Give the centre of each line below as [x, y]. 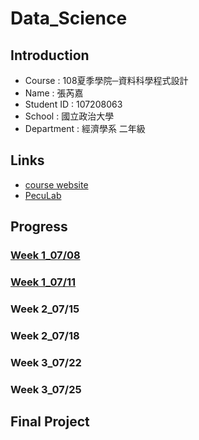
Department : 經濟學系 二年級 [85, 128]
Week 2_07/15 [45, 309]
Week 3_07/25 [46, 389]
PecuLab [43, 195]
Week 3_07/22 [46, 362]
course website [56, 184]
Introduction [50, 55]
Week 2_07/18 [45, 335]
